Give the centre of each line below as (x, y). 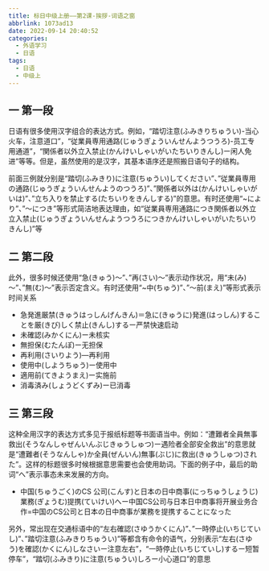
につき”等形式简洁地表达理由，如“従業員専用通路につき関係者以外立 (144, 209)
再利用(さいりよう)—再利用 (65, 355)
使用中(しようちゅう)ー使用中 (69, 365)
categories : (28, 38)
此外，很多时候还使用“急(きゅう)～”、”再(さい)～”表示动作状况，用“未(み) (128, 278)
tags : (17, 61)
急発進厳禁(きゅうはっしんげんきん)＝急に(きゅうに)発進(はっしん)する (137, 315)
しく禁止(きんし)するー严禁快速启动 (120, 325)
